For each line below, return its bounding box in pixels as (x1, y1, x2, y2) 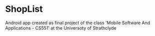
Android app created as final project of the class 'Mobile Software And (5, 20, 150, 26)
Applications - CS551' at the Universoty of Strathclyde (5, 25, 116, 31)
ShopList (5, 3, 43, 15)
